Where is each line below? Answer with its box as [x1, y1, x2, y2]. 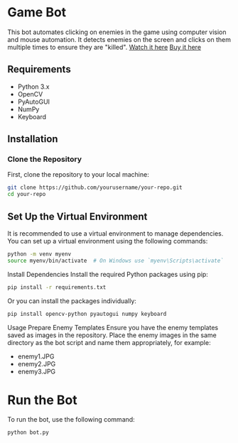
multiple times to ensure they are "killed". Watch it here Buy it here [7, 43, 201, 51]
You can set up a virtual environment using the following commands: [7, 237, 208, 245]
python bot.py [7, 429, 50, 437]
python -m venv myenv [7, 251, 72, 258]
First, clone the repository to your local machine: [7, 170, 149, 179]
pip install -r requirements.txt [7, 283, 107, 291]
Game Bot [7, 4, 67, 21]
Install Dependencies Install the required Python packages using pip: [7, 270, 208, 278]
